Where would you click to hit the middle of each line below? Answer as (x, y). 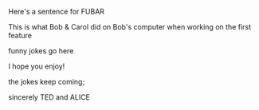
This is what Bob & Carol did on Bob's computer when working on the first (130, 27)
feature (20, 35)
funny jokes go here (41, 51)
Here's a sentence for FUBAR (57, 12)
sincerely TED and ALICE (49, 97)
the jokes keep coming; (47, 82)
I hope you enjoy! (37, 66)
